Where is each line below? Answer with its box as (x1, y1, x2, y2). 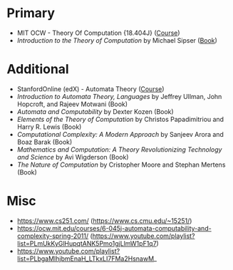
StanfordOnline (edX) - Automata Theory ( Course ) (16, 84, 165, 93)
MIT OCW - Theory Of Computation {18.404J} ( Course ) (16, 28, 180, 37)
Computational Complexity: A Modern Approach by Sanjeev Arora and (16, 130, 224, 138)
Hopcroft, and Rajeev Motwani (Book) (16, 100, 128, 108)
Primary (6, 5, 55, 21)
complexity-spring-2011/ (16, 232, 89, 240)
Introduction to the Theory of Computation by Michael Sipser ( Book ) (16, 36, 218, 44)
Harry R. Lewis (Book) (16, 123, 82, 131)
